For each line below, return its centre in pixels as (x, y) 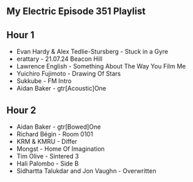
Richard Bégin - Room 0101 (55, 134)
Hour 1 (21, 35)
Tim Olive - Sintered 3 (48, 156)
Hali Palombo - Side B (48, 164)
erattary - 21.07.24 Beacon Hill (59, 59)
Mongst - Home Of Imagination (60, 149)
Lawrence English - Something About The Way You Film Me (101, 66)
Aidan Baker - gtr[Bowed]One (59, 127)
